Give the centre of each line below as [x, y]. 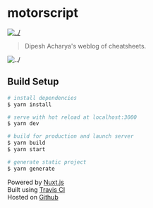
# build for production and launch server [71, 136]
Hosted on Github [33, 197]
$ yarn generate [31, 169]
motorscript [43, 13]
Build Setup [33, 82]
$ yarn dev [23, 124]
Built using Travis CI [36, 189]
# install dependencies [42, 98]
